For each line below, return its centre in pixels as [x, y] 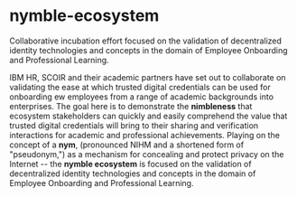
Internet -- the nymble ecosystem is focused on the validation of [130, 164]
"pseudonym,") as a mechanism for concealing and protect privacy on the [147, 154]
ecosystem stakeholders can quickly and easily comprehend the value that [148, 116]
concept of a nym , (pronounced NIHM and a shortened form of [127, 145]
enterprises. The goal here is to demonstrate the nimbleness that [131, 106]
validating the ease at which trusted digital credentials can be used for [140, 87]
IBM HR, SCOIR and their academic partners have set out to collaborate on [148, 77]
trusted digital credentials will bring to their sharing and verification [134, 125]
